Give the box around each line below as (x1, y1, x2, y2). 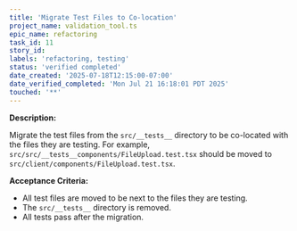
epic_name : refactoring (9, 29, 98, 38)
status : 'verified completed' (9, 63, 122, 72)
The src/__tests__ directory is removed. (21, 202, 172, 212)
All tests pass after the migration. (21, 211, 144, 222)
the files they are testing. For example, (9, 139, 150, 150)
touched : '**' (9, 87, 62, 96)
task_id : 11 (9, 37, 54, 47)
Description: (9, 112, 56, 123)
